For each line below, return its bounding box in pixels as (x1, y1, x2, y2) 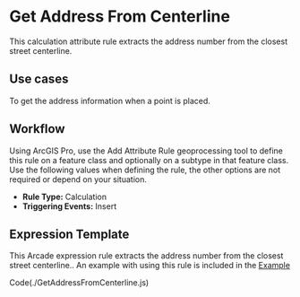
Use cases (9, 72, 69, 87)
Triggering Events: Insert (21, 200, 117, 212)
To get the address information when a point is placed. (9, 95, 210, 106)
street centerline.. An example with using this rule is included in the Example (9, 260, 291, 271)
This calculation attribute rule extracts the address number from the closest (9, 36, 288, 47)
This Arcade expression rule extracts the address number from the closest (9, 250, 284, 261)
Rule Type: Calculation (21, 191, 107, 202)
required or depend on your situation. (9, 173, 148, 185)
